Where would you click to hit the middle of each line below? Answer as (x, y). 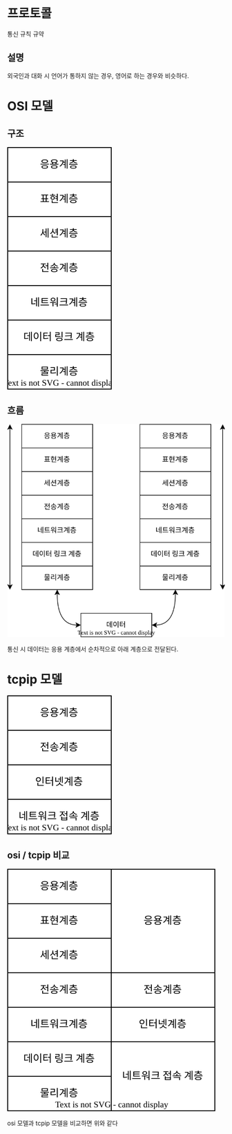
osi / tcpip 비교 (39, 856)
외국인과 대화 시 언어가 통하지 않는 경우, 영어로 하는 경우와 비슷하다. (98, 75)
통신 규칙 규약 (26, 34)
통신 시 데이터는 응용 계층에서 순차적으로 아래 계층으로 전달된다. (93, 649)
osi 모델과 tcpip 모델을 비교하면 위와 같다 (63, 1123)
